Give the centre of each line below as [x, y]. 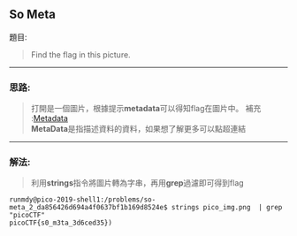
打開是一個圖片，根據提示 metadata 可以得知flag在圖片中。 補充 [146, 109]
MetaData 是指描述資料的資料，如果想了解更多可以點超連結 [138, 129]
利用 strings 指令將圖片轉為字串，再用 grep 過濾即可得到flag [137, 183]
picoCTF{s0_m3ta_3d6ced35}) [61, 223]
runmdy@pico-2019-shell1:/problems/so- [83, 200]
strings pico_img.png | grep [227, 208]
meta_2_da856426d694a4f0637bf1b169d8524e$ [88, 208]
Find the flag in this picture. [80, 54]
